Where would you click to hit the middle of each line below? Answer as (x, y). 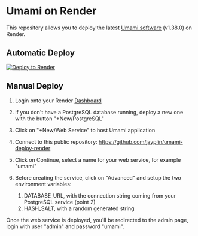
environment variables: (43, 184)
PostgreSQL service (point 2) (60, 202)
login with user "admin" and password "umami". (65, 226)
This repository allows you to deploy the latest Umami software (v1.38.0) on (99, 28)
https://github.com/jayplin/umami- (141, 141)
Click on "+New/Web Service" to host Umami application (85, 130)
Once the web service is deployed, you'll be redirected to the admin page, (97, 220)
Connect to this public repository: (56, 141)
